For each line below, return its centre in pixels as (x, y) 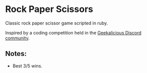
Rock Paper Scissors (49, 9)
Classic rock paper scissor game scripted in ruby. (57, 23)
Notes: (16, 54)
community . (18, 38)
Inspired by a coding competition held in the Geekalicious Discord (73, 32)
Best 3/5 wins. (27, 65)
